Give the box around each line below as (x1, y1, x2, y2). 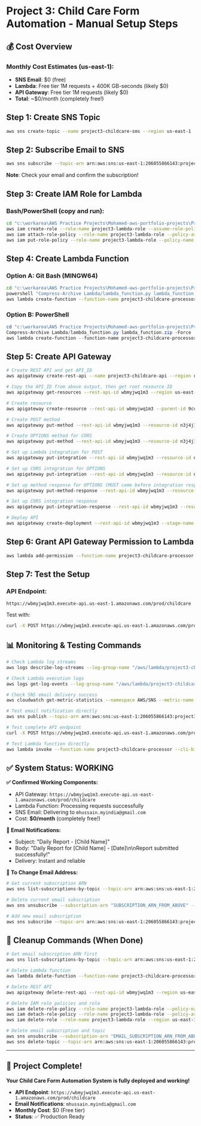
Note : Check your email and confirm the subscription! (6, 172, 139, 179)
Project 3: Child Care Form (6, 4, 140, 18)
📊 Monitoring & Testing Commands (6, 640, 142, 650)
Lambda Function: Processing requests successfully (14, 802, 144, 809)
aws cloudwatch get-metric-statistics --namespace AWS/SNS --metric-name (6, 697, 194, 704)
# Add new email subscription (6, 913, 82, 919)
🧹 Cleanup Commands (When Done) (6, 935, 144, 945)
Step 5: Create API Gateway (6, 352, 112, 362)
